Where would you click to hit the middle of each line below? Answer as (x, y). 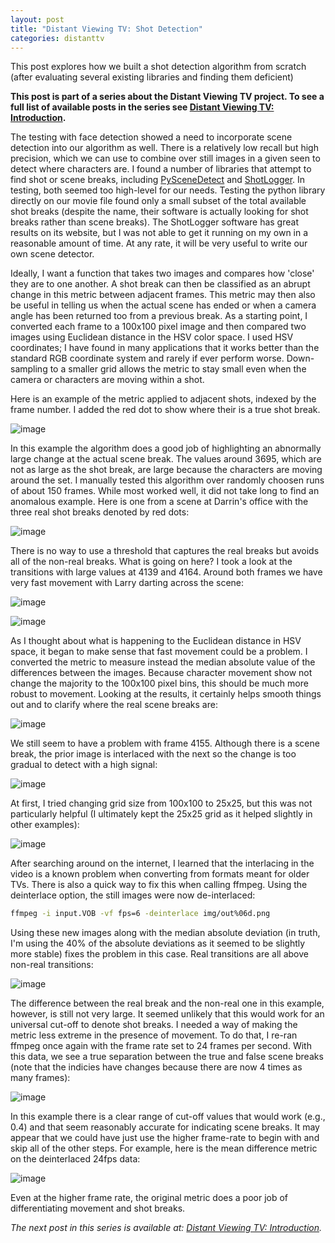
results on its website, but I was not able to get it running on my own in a (159, 233)
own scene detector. (52, 254)
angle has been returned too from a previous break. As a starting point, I (159, 316)
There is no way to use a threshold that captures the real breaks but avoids (165, 551)
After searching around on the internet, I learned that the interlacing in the (162, 863)
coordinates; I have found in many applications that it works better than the (165, 348)
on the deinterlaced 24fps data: (75, 1159)
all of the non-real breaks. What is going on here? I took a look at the (151, 562)
